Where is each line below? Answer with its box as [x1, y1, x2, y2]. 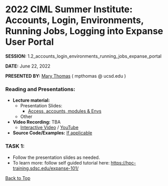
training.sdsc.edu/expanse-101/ [12, 165, 79, 171]
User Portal [5, 36, 54, 48]
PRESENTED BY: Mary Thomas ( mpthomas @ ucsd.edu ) [5, 73, 126, 79]
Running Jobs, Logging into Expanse [5, 26, 163, 37]
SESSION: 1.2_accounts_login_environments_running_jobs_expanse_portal [5, 53, 162, 59]
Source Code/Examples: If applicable [12, 130, 93, 136]
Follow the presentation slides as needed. [12, 154, 100, 160]
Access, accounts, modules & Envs [27, 108, 102, 114]
